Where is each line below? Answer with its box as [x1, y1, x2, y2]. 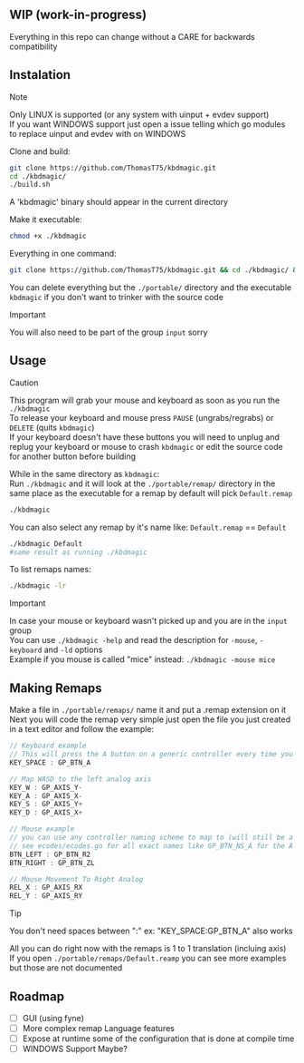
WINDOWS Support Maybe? [22, 1043, 128, 1055]
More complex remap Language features [22, 1023, 175, 1033]
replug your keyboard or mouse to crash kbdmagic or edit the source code [9, 441, 283, 452]
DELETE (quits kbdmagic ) [9, 422, 95, 433]
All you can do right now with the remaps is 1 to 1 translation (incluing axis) [9, 943, 287, 954]
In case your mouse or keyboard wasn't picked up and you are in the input [9, 616, 288, 627]
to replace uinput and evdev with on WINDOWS [9, 128, 186, 139]
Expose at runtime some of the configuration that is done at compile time [22, 1033, 295, 1044]
